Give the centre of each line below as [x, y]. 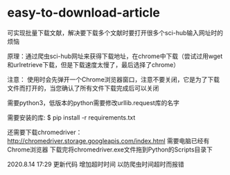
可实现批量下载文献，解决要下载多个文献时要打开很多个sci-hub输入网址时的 [115, 33]
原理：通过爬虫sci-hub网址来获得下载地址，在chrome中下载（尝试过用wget [115, 56]
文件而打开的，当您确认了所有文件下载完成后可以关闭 [83, 88]
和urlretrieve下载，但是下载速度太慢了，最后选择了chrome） [94, 64]
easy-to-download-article [84, 13]
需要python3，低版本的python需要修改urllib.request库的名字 [94, 102]
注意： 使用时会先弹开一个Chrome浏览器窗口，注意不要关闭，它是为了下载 [114, 79]
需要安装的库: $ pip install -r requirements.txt [71, 117]
